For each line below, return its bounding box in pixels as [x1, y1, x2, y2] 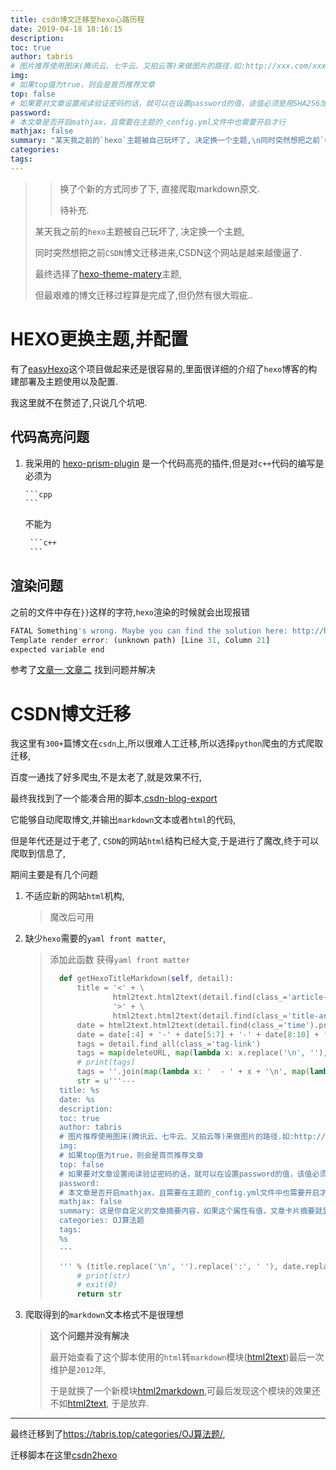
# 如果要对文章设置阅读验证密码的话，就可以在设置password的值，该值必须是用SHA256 [10, 98, 321, 108]
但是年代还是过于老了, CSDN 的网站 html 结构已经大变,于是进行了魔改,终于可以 [10, 835, 320, 847]
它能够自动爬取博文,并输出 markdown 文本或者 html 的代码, [10, 814, 237, 826]
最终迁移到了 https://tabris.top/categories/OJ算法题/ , [10, 1428, 226, 1440]
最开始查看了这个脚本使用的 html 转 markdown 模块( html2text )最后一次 [49, 1351, 325, 1363]
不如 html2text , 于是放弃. [49, 1397, 150, 1410]
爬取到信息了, [10, 847, 67, 860]
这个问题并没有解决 [49, 1330, 130, 1342]
